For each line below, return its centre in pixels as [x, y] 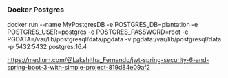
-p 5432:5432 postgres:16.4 [47, 47]
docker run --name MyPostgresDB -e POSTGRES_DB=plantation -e [103, 25]
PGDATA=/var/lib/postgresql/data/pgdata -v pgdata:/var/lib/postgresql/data [114, 39]
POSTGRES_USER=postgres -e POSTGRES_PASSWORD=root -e [98, 32]
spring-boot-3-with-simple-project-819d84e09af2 [79, 68]
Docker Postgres [35, 10]
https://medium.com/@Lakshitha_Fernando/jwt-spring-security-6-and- [108, 60]
